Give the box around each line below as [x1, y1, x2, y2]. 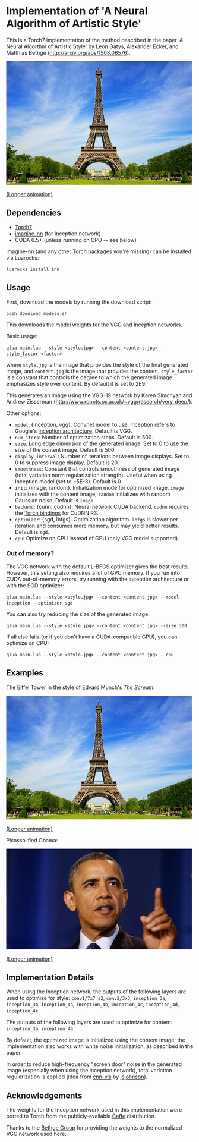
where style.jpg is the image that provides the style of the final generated [6, 361, 189, 368]
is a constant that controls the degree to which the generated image [6, 373, 172, 381]
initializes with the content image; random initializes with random [14, 490, 170, 498]
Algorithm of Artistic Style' [6, 17, 141, 30]
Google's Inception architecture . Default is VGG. [14, 427, 132, 435]
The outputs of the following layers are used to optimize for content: [6, 1018, 173, 1026]
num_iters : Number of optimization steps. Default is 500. [14, 433, 153, 441]
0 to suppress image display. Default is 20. [14, 459, 119, 466]
